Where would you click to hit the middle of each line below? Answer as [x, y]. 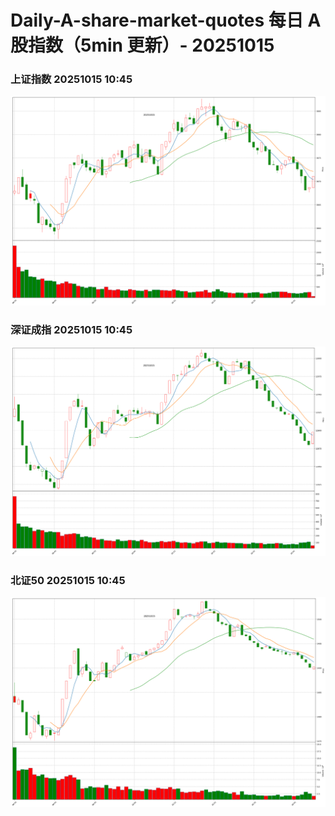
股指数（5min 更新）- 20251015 [142, 45]
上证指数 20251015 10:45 [71, 79]
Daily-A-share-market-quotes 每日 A [166, 20]
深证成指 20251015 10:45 [71, 330]
